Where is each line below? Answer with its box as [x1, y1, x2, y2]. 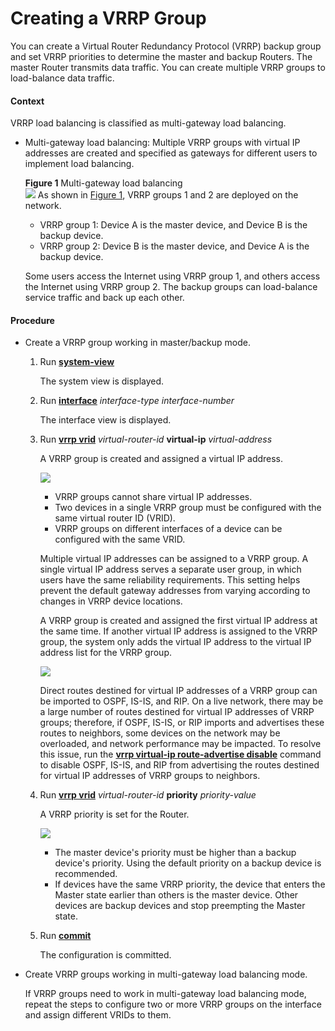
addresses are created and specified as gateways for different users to [24, 147, 318, 159]
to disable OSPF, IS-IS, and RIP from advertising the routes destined [39, 759, 320, 771]
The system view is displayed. [39, 375, 165, 387]
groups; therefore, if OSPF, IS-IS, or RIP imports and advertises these [39, 717, 325, 729]
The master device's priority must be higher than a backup [54, 847, 297, 859]
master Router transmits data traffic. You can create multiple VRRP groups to [10, 61, 326, 73]
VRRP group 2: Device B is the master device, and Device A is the [39, 240, 310, 252]
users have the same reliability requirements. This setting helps [39, 574, 301, 586]
